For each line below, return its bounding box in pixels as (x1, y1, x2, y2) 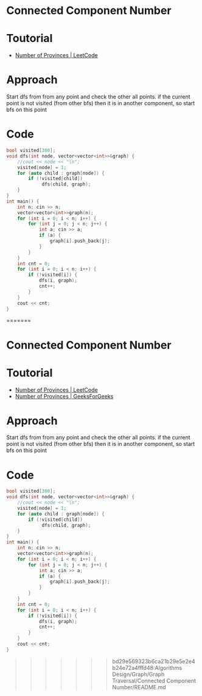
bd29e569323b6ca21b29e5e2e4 (112, 658, 196, 665)
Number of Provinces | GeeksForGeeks (15, 392, 114, 400)
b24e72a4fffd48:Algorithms (112, 664, 183, 671)
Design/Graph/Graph (112, 670, 165, 678)
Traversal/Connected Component (112, 677, 197, 684)
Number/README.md (112, 683, 166, 691)
